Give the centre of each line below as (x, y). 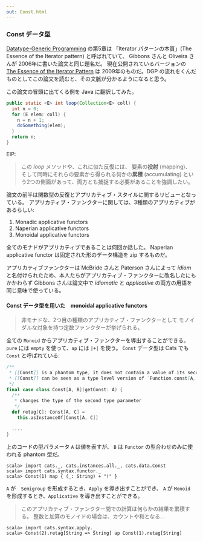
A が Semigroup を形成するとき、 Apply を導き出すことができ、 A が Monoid (98, 488)
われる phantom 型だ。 (34, 454)
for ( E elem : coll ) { (39, 114)
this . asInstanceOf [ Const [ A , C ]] (58, 418)
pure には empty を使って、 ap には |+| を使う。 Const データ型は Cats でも (98, 348)
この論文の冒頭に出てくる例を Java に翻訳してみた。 (72, 91)
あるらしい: (21, 210)
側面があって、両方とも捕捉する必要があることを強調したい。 (117, 182)
